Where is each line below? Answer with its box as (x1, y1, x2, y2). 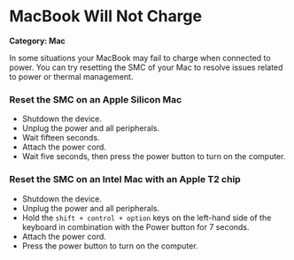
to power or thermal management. (9, 71, 134, 81)
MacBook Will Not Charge (9, 6, 202, 27)
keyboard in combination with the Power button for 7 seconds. (21, 221, 250, 232)
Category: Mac (9, 35, 66, 46)
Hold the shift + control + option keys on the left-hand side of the (21, 212, 272, 223)
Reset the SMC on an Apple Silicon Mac (9, 93, 182, 105)
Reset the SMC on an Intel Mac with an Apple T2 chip (9, 173, 241, 186)
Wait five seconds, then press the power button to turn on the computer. (21, 151, 286, 162)
